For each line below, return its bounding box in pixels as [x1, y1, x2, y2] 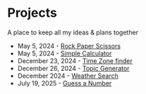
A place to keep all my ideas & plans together [7, 28, 139, 36]
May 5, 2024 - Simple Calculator [17, 49, 112, 58]
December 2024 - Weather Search [17, 72, 118, 80]
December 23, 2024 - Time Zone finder [17, 56, 133, 65]
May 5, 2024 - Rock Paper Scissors [17, 41, 121, 50]
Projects [7, 5, 58, 21]
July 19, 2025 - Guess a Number [17, 79, 112, 87]
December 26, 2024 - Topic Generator [17, 64, 130, 72]
